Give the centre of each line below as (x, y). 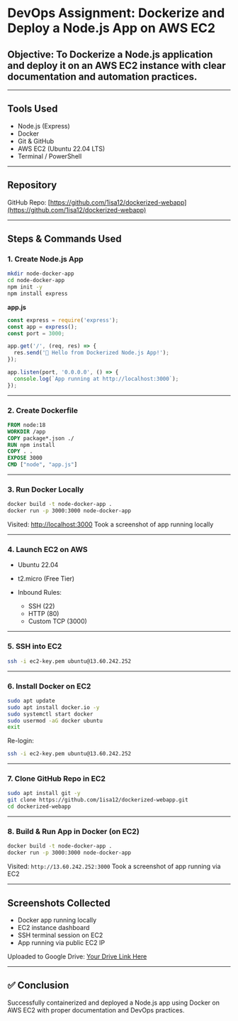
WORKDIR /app (27, 431)
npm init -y (25, 287)
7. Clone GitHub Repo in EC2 (57, 779)
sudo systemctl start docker (50, 714)
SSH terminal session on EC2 (60, 935)
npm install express (38, 293)
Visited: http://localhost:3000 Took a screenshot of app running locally (110, 524)
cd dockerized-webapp (39, 807)
